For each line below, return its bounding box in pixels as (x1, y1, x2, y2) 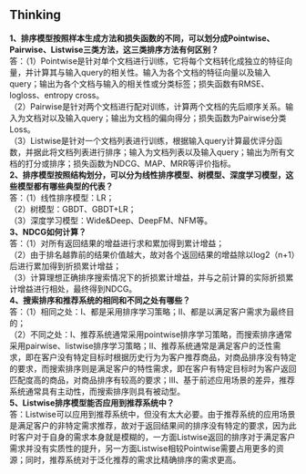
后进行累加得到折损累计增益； (9, 260, 121, 272)
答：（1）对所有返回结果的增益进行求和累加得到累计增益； (9, 237, 225, 249)
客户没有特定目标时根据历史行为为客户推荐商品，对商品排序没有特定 (40, 351, 297, 363)
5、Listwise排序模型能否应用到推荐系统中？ (9, 397, 175, 408)
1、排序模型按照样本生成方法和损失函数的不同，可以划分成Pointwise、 (9, 32, 275, 44)
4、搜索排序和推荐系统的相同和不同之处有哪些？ (9, 294, 191, 305)
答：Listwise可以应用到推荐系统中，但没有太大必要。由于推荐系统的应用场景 (9, 408, 296, 419)
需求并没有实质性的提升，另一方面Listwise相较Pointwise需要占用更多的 (9, 442, 276, 454)
